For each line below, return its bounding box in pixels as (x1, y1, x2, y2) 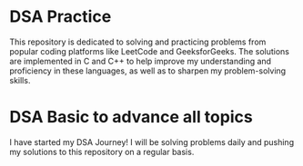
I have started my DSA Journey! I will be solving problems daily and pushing (9, 136, 294, 147)
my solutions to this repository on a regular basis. (9, 146, 195, 157)
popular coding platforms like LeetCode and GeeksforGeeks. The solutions (9, 45, 289, 56)
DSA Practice (9, 6, 112, 27)
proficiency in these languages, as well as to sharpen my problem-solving (9, 65, 287, 76)
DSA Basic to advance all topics (9, 107, 253, 128)
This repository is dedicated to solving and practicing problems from (9, 36, 267, 47)
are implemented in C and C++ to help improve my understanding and (9, 55, 271, 66)
